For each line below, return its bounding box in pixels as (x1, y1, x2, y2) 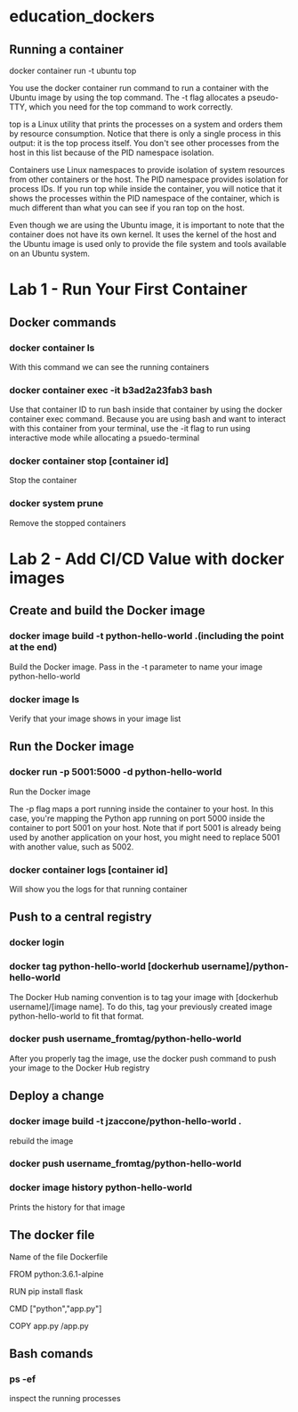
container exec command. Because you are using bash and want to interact (9, 414, 286, 424)
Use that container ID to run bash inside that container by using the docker (9, 404, 283, 415)
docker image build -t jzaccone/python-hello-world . (9, 1115, 242, 1128)
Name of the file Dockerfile (9, 1251, 109, 1262)
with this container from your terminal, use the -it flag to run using (9, 423, 251, 434)
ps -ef (9, 1373, 36, 1385)
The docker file (9, 1227, 95, 1243)
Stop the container (9, 475, 77, 486)
